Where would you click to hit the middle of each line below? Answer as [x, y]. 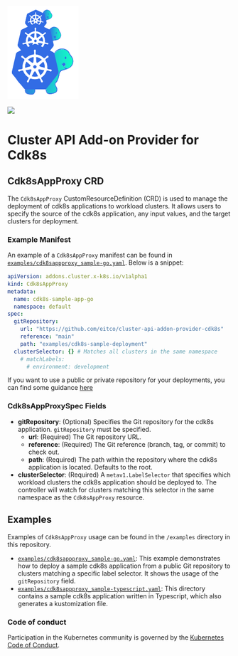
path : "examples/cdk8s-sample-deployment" [84, 344]
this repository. [29, 544]
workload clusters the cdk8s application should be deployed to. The [117, 482]
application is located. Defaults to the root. [90, 467]
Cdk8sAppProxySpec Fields [57, 406]
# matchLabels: [43, 359]
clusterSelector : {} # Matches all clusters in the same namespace [116, 351]
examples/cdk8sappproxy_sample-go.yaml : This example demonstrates [119, 558]
